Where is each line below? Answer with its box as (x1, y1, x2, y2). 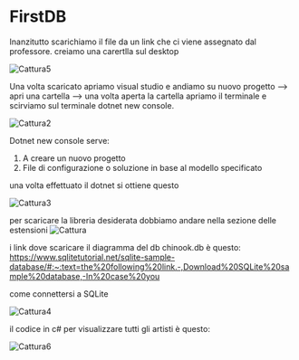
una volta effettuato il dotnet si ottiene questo (9, 179, 179, 191)
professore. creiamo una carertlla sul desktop (9, 45, 179, 56)
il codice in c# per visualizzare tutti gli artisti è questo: (9, 323, 211, 334)
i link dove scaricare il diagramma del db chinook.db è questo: (9, 242, 242, 252)
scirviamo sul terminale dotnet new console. (9, 99, 175, 110)
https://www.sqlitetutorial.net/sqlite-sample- (9, 251, 175, 262)
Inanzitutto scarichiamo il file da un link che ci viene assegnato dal (9, 36, 256, 47)
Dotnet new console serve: (9, 135, 111, 146)
